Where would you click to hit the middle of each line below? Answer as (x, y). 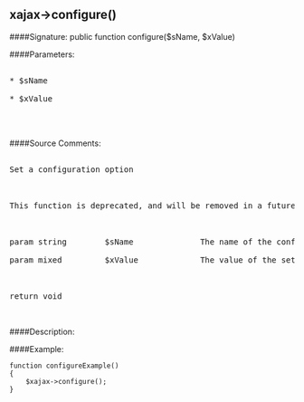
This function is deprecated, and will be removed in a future (152, 206)
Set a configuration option (71, 169)
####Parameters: (42, 54)
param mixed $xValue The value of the (143, 260)
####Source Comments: (55, 143)
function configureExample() (64, 366)
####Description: (42, 331)
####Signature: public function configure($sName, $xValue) (122, 36)
